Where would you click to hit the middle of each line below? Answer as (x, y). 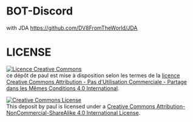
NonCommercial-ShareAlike (41, 112)
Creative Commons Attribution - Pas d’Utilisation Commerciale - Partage (96, 82)
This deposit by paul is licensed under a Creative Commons (81, 106)
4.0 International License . (109, 112)
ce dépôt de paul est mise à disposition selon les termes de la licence (93, 75)
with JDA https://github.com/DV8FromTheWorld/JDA (72, 28)
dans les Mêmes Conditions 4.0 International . (63, 88)
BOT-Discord (40, 11)
